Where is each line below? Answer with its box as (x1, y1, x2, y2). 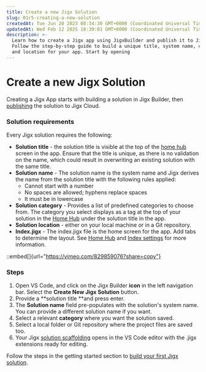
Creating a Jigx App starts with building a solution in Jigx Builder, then (6, 96, 184, 103)
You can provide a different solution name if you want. (15, 308, 152, 316)
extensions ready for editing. (15, 341, 88, 348)
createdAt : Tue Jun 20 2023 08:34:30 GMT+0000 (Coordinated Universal (6, 20, 191, 26)
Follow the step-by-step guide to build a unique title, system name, (12, 44, 196, 50)
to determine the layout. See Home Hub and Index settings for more (15, 234, 187, 241)
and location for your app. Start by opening (12, 49, 131, 55)
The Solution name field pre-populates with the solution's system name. (15, 302, 199, 309)
